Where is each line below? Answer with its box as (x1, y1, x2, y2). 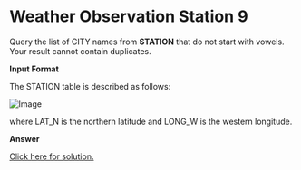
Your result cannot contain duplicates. (9, 45, 151, 56)
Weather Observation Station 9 (9, 6, 248, 27)
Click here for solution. (9, 151, 94, 162)
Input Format (9, 63, 59, 74)
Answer (9, 133, 40, 144)
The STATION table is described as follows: (9, 80, 171, 91)
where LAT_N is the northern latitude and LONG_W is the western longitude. (9, 116, 293, 127)
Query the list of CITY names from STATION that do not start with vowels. (9, 36, 285, 47)
